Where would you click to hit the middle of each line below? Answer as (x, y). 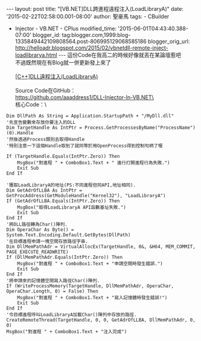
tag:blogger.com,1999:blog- (96, 35)
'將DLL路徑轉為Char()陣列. (37, 224)
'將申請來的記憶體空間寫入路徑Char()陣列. (53, 281)
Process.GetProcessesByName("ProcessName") (140, 128)
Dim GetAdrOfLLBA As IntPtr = (44, 190)
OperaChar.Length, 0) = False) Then (52, 291)
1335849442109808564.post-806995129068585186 (81, 41)
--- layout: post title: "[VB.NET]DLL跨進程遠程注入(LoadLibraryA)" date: (95, 9)
